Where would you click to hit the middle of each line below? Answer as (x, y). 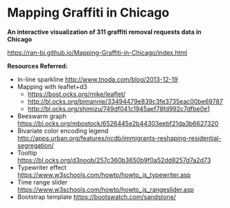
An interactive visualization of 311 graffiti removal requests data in (105, 32)
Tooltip (27, 153)
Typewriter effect (42, 167)
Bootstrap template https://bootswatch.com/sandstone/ (97, 197)
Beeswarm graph (42, 116)
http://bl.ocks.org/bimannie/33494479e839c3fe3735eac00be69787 (125, 101)
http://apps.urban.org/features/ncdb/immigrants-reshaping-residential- (119, 138)
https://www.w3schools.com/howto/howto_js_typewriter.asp (104, 175)
